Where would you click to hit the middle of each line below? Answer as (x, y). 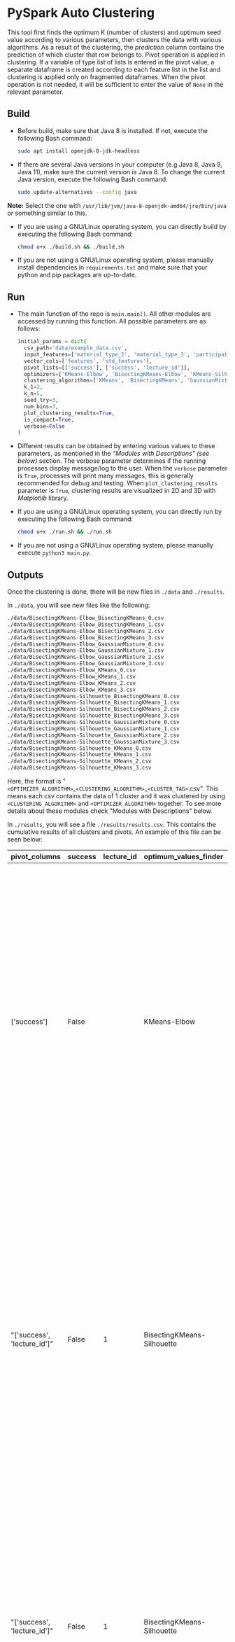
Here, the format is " (37, 781)
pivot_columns (36, 857)
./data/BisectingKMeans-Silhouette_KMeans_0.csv (79, 748)
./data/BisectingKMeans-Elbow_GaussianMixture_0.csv (86, 644)
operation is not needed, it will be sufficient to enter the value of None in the (115, 84)
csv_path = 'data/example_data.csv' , (76, 348)
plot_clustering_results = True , (70, 413)
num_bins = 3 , (41, 406)
